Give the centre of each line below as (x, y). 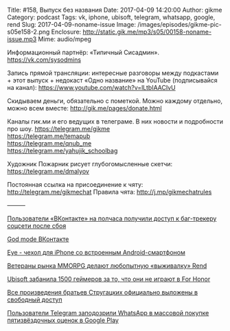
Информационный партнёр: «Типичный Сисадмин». (83, 52)
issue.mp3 (22, 39)
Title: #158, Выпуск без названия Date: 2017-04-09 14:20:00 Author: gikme (115, 10)
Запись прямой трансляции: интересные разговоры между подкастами (113, 73)
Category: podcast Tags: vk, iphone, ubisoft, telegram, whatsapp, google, (111, 17)
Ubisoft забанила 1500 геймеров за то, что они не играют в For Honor (109, 279)
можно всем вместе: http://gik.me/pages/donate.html (85, 108)
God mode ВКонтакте (38, 239)
